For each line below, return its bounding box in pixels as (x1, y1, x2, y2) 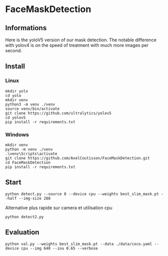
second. (5, 48, 22, 53)
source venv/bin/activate (5, 106, 60, 111)
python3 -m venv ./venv (5, 102, 55, 107)
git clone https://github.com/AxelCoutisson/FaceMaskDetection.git (5, 155, 150, 160)
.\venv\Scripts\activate (5, 151, 58, 156)
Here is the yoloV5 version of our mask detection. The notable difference (5, 37, 157, 43)
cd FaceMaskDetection (5, 160, 51, 165)
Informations (5, 24, 47, 32)
